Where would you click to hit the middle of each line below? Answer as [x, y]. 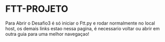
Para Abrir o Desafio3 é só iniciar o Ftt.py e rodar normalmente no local [80, 23]
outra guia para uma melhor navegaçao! [47, 34]
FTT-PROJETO [37, 9]
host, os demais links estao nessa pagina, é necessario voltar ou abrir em [82, 28]
